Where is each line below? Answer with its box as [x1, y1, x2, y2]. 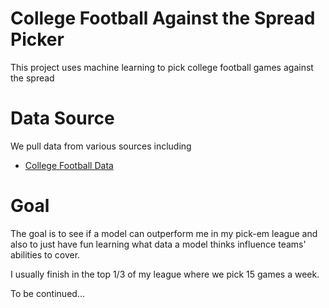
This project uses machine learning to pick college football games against [10, 61, 314, 73]
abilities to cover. [10, 248, 81, 261]
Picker [10, 28, 65, 51]
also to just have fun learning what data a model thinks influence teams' [10, 238, 307, 250]
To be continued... [10, 287, 85, 299]
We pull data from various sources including [10, 140, 192, 152]
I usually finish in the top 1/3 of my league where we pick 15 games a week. [10, 268, 320, 280]
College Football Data [24, 159, 114, 171]
